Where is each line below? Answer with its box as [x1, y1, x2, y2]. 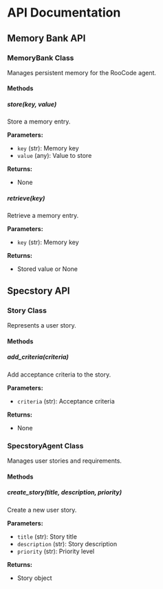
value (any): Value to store [17, 152, 92, 160]
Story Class [7, 306, 47, 315]
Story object [17, 574, 53, 582]
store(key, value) [7, 100, 57, 108]
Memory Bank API [7, 32, 86, 44]
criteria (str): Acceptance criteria [17, 397, 115, 405]
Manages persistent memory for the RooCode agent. [7, 68, 157, 77]
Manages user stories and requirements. [7, 457, 122, 465]
